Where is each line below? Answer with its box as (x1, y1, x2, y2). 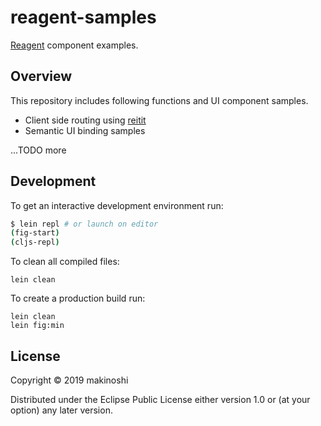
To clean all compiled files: (10, 256, 120, 268)
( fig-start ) (10, 228, 60, 238)
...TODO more (10, 144, 67, 156)
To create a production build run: (10, 292, 146, 305)
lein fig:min (10, 321, 65, 331)
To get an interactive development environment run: (10, 199, 224, 211)
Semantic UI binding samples (24, 124, 146, 136)
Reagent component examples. (10, 39, 139, 51)
